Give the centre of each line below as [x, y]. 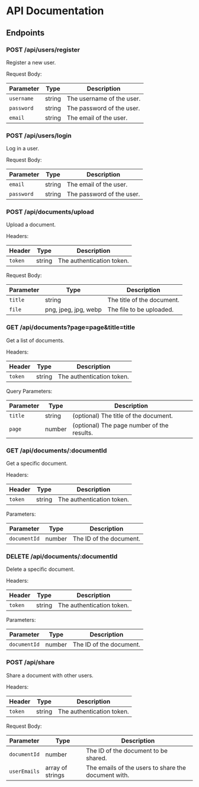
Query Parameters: [29, 391]
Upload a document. [31, 225]
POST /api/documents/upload [50, 212]
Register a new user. [31, 62]
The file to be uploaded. [140, 310]
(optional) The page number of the [121, 425]
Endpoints [25, 33]
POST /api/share [31, 663]
